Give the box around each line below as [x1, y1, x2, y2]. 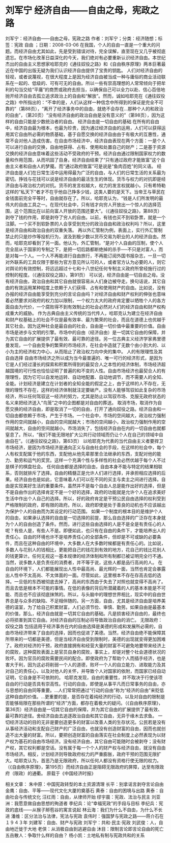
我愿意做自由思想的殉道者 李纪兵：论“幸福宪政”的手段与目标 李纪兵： [14, 800, 159, 806]
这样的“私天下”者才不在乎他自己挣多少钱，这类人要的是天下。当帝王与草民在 [5, 189, 165, 195]
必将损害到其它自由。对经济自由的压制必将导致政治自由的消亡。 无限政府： [5, 617, 163, 623]
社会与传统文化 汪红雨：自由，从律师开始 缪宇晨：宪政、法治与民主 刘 [9, 793, 156, 800]
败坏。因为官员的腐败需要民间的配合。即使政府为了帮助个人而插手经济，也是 [5, 655, 166, 661]
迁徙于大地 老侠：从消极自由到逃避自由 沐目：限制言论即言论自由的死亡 [14, 826, 164, 832]
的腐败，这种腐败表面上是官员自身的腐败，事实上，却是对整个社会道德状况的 [5, 649, 166, 655]
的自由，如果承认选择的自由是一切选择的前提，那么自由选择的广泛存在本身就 [5, 514, 166, 520]
